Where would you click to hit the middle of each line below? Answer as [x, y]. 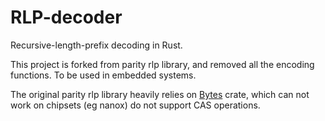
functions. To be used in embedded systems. [103, 75]
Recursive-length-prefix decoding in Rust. [96, 45]
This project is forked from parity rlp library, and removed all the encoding [162, 64]
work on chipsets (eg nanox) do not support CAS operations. [135, 105]
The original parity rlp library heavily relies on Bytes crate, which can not [160, 94]
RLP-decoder [66, 17]
